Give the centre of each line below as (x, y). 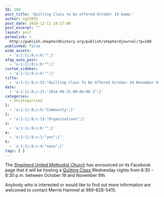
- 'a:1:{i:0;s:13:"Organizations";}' (48, 119)
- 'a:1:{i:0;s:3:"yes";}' (36, 137)
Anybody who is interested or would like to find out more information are (78, 185)
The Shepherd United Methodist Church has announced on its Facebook (78, 165)
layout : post (18, 32)
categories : (17, 96)
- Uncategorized (26, 101)
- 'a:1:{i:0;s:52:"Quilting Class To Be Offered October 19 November (82, 82)
